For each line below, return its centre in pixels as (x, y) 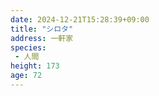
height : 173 (35, 66)
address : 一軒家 (42, 38)
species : (28, 47)
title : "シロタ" (42, 29)
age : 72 (26, 76)
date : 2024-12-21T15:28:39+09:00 (80, 19)
